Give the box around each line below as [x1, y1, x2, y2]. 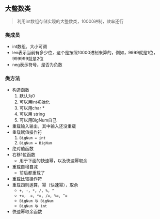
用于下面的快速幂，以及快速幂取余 [19, 158, 88, 164]
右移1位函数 [12, 152, 35, 157]
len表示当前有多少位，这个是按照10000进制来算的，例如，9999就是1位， [12, 50, 158, 56]
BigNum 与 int [19, 204, 48, 209]
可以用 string [19, 111, 45, 117]
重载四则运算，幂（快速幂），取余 [12, 182, 79, 188]
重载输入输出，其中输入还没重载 [12, 123, 76, 129]
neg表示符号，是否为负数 [12, 62, 63, 68]
